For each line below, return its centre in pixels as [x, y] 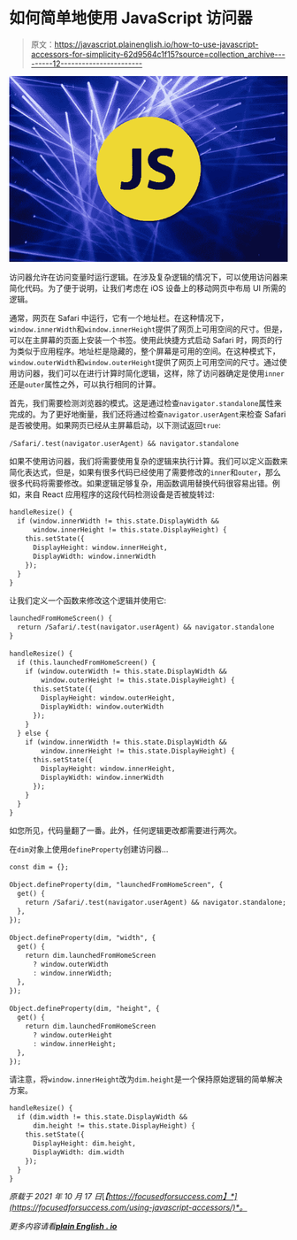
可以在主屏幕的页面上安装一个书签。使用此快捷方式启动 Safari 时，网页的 [142, 341]
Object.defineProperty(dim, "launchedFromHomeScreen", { [116, 885]
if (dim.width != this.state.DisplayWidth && [103, 1117]
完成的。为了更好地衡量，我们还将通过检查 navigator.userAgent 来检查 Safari [148, 414]
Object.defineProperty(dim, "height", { [85, 1009]
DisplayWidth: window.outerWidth [103, 707]
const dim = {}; [39, 868]
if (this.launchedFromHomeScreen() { [87, 663]
